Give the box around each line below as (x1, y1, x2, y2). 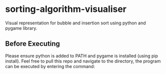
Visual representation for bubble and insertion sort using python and (5, 20, 146, 26)
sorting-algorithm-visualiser (5, 3, 126, 15)
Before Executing (5, 40, 60, 48)
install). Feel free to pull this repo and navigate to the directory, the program (5, 58, 161, 64)
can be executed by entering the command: (5, 63, 95, 69)
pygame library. (5, 25, 37, 31)
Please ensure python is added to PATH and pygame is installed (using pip (5, 53, 158, 59)
